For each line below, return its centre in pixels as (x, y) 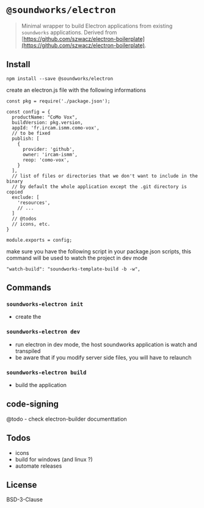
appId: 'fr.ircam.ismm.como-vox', (56, 128)
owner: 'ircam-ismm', (50, 154)
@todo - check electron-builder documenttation (67, 419)
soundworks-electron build (46, 372)
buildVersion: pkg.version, (48, 122)
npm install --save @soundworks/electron (60, 78)
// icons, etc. (31, 224)
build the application (41, 385)
